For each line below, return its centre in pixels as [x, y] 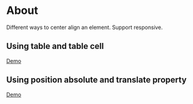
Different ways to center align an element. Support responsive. [85, 27]
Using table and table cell [55, 46]
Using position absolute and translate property [96, 80]
